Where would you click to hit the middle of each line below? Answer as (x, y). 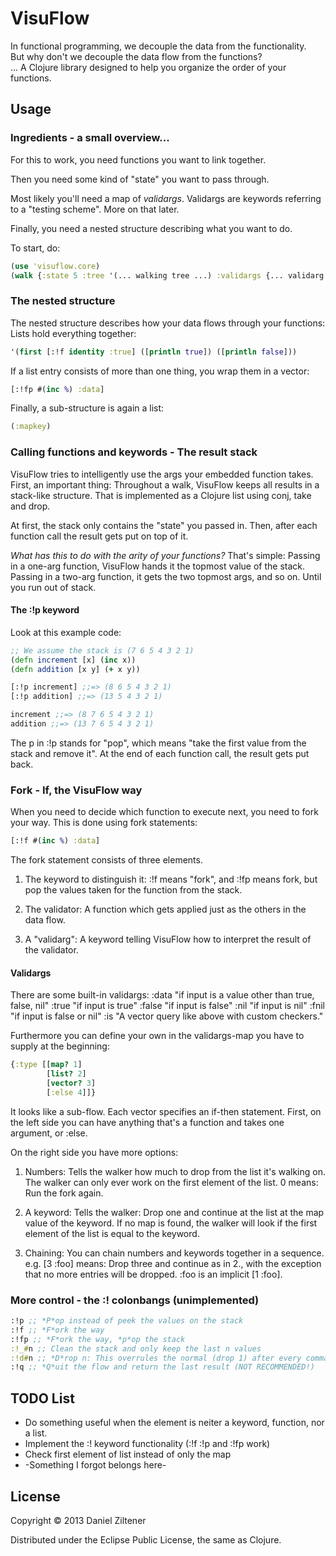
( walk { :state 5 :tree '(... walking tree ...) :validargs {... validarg (167, 275)
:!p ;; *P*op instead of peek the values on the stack (127, 1321)
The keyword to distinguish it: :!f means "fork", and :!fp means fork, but (171, 879)
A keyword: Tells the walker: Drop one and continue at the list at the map (174, 1212)
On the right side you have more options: (94, 1152)
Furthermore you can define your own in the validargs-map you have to (157, 1036)
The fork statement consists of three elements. (106, 860)
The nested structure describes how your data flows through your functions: (168, 323)
